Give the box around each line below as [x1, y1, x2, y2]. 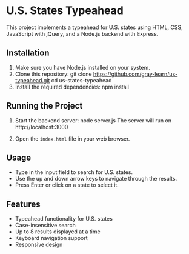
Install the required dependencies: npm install [15, 83, 129, 90]
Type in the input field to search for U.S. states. [15, 169, 133, 176]
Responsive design [15, 241, 63, 249]
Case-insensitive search [15, 222, 76, 229]
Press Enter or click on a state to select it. [15, 181, 119, 189]
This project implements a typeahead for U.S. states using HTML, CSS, [6, 24, 183, 31]
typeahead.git [15, 76, 50, 84]
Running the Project [6, 101, 83, 111]
